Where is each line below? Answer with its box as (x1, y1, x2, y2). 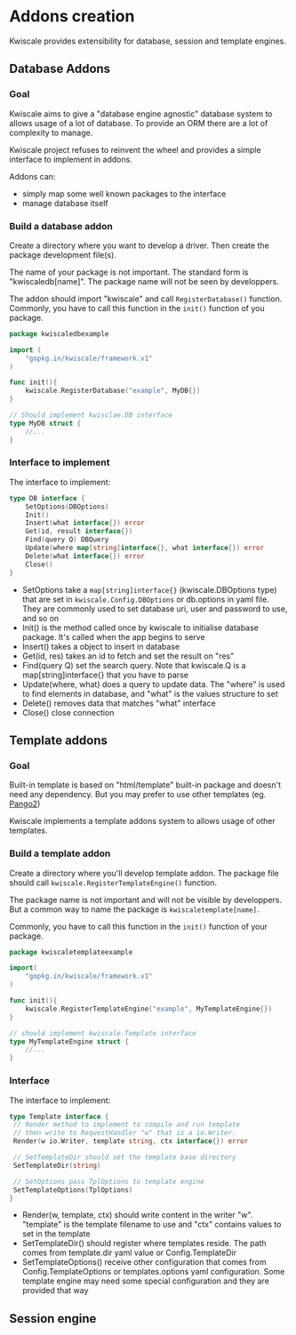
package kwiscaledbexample (9, 329, 109, 339)
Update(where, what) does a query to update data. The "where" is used (21, 678, 285, 690)
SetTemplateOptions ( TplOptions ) (12, 1185, 133, 1195)
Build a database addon (9, 220, 113, 232)
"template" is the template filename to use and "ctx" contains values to (21, 1219, 282, 1230)
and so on (21, 612, 60, 623)
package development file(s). (9, 249, 117, 260)
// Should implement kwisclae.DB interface (9, 411, 173, 420)
